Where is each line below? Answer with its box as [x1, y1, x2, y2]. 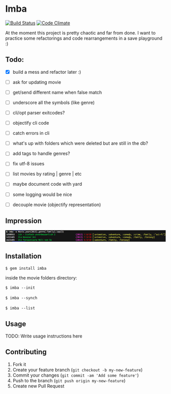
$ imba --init [5, 286, 36, 291]
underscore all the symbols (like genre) [12, 99, 95, 105]
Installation [5, 251, 42, 260]
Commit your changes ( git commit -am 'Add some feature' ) [12, 372, 139, 378]
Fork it [12, 361, 26, 367]
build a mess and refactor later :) [12, 69, 81, 75]
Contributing [5, 348, 47, 356]
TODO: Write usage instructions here [5, 333, 82, 339]
